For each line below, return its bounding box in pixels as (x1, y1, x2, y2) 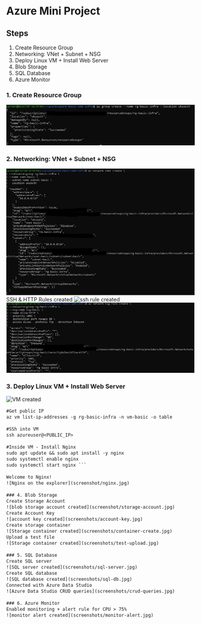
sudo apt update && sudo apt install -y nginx (6, 450, 124, 456)
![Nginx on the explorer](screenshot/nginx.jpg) (6, 480, 130, 486)
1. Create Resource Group (6, 91, 82, 99)
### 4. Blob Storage (6, 492, 58, 498)
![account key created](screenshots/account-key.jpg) (6, 516, 144, 523)
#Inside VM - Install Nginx (6, 444, 77, 450)
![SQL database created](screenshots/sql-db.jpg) (6, 577, 133, 583)
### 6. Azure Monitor (6, 601, 60, 607)
